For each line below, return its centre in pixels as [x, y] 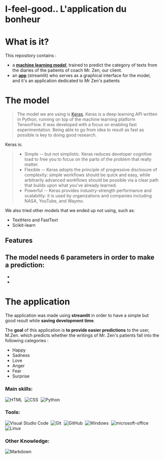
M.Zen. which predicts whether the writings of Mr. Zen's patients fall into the [82, 335]
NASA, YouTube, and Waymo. [54, 201]
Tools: [13, 412]
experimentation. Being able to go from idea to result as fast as [81, 130]
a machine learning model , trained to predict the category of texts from [85, 65]
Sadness [21, 355]
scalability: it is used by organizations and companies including [88, 196]
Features [19, 241]
